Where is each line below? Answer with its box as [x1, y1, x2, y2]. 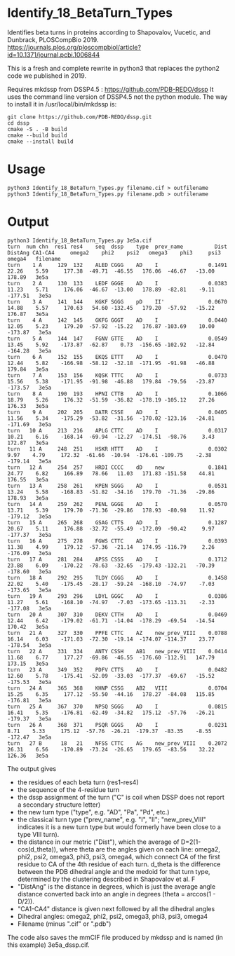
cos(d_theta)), [17, 845, 58, 853]
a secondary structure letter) [17, 800, 101, 809]
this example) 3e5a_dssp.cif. [7, 941, 90, 949]
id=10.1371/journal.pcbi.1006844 [7, 50, 100, 59]
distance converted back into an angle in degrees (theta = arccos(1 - [17, 889, 216, 898]
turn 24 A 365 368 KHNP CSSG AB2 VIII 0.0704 [7, 685, 228, 692]
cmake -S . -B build [7, 125, 68, 132]
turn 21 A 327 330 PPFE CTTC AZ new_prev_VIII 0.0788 [7, 629, 228, 636]
